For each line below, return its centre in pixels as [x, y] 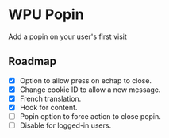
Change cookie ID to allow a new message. [90, 90]
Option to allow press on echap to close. [86, 80]
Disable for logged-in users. [65, 125]
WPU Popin [46, 15]
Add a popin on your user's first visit [67, 36]
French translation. [50, 98]
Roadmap [33, 61]
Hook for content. [48, 107]
